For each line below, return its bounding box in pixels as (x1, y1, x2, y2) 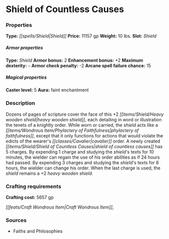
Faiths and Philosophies (13, 228, 63, 234)
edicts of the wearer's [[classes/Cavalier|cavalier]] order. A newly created (6, 138, 160, 144)
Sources (6, 216, 27, 223)
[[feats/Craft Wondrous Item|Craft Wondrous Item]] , (6, 204, 114, 210)
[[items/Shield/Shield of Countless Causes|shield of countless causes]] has (6, 143, 163, 150)
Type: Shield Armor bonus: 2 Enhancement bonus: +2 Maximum (6, 57, 143, 64)
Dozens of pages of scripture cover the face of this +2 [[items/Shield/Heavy (6, 111, 164, 117)
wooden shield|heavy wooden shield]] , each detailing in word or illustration (6, 116, 162, 122)
